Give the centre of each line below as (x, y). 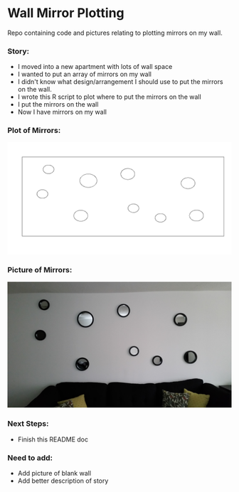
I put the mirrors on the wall (58, 105)
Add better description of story (63, 481)
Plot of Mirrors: (34, 131)
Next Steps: (28, 424)
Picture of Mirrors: (40, 270)
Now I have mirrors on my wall (62, 112)
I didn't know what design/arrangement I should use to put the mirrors (120, 82)
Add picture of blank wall (54, 473)
